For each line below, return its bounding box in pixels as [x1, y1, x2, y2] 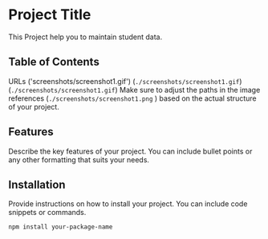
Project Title [8, 6, 91, 24]
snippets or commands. [8, 208, 87, 217]
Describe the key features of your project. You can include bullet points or [8, 146, 253, 156]
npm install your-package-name [8, 223, 113, 231]
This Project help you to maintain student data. [8, 32, 163, 42]
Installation [8, 177, 66, 191]
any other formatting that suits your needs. [8, 154, 150, 165]
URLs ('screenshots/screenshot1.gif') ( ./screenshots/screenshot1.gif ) [8, 76, 242, 86]
